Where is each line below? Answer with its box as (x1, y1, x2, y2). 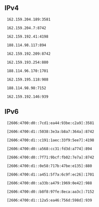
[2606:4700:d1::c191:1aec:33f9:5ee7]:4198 (6, 137, 95, 143)
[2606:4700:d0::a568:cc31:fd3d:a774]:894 (6, 146, 92, 151)
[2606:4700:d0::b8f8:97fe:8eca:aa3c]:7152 (6, 189, 95, 194)
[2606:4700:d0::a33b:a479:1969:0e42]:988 (6, 181, 92, 185)
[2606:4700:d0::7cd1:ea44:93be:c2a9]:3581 (6, 120, 95, 126)
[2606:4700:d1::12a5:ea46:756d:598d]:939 (6, 198, 92, 203)
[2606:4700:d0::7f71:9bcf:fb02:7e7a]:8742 (6, 155, 95, 160)
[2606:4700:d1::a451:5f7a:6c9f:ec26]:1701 (6, 172, 95, 177)
